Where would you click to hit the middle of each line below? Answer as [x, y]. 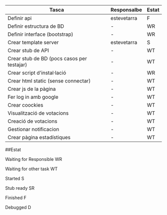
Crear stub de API [28, 50]
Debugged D [18, 207]
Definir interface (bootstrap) [41, 34]
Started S [15, 179]
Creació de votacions [33, 121]
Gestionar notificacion [34, 129]
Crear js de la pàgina [32, 89]
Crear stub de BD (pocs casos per [47, 58]
